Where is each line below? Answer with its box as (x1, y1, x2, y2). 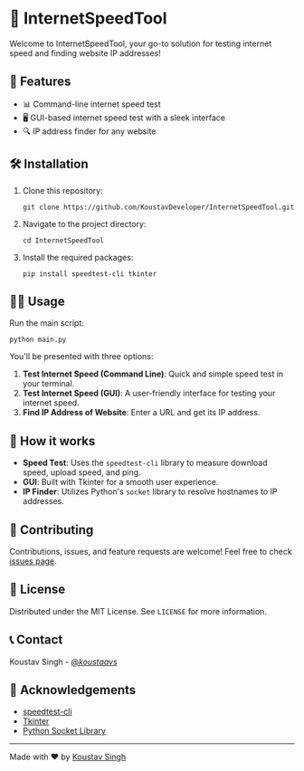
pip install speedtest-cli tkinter (22, 269, 157, 279)
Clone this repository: (22, 185, 103, 195)
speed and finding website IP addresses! (9, 47, 161, 58)
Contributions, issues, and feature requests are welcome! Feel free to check (9, 547, 292, 557)
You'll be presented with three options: (9, 351, 154, 362)
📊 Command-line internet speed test (22, 99, 161, 109)
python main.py (9, 335, 67, 345)
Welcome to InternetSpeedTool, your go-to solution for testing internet (9, 38, 272, 49)
